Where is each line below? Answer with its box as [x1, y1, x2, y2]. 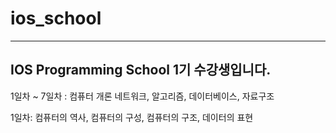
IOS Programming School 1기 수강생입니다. [10, 62, 272, 79]
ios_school [10, 7, 102, 30]
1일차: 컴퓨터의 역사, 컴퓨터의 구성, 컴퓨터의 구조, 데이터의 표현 [10, 111, 254, 123]
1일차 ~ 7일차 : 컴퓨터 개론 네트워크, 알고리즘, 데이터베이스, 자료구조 [10, 90, 275, 102]
